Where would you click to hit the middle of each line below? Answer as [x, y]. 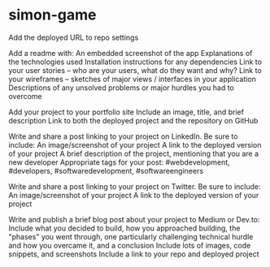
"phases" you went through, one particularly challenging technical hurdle [131, 236]
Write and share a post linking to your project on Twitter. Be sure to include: [135, 186]
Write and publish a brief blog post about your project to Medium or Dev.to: [134, 219]
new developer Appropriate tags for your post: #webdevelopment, [119, 162]
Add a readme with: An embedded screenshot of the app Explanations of [131, 53]
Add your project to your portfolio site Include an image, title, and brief [126, 112]
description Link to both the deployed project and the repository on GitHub [133, 120]
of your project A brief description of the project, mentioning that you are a [133, 153]
